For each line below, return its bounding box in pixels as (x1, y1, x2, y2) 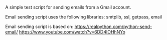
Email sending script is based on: (5, 23, 74, 29)
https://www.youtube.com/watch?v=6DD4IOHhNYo (19, 29, 125, 34)
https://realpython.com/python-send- (74, 23, 152, 29)
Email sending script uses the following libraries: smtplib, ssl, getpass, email (5, 14, 162, 19)
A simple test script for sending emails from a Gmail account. (5, 4, 131, 10)
